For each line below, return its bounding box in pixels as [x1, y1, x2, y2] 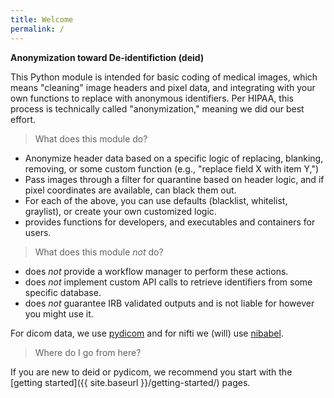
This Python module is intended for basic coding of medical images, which [10, 71, 318, 83]
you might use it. [24, 307, 94, 320]
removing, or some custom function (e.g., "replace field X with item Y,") [24, 162, 320, 175]
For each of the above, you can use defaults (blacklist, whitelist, [24, 194, 288, 206]
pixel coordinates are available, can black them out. [24, 184, 237, 196]
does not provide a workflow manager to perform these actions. [24, 265, 289, 277]
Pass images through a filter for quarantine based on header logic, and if [24, 173, 325, 185]
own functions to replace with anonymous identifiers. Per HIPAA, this [10, 92, 294, 104]
